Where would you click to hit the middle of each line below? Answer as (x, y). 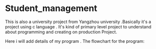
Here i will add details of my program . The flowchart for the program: (75, 41)
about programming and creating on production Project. (61, 32)
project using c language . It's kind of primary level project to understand (78, 26)
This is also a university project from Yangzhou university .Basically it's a (78, 22)
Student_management (51, 8)
